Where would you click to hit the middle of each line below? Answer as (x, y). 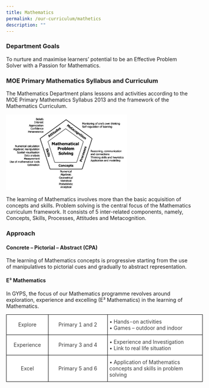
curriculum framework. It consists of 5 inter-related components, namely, (95, 212)
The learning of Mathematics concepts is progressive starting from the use (97, 261)
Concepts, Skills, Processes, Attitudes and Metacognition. (76, 218)
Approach (21, 234)
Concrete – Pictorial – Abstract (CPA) (52, 247)
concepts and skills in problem (146, 368)
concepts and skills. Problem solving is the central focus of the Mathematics (99, 206)
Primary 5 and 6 (78, 368)
